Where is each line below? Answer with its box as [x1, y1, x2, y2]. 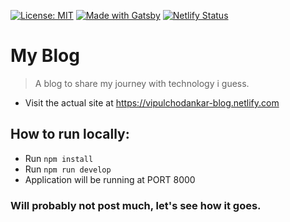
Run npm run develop [24, 163, 112, 175]
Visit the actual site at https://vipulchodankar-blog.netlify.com [24, 96, 280, 109]
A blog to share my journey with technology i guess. [34, 77, 250, 89]
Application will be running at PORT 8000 [24, 173, 196, 185]
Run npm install [24, 152, 94, 164]
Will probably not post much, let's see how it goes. [10, 198, 262, 212]
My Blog [10, 45, 80, 67]
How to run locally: [10, 126, 130, 143]
